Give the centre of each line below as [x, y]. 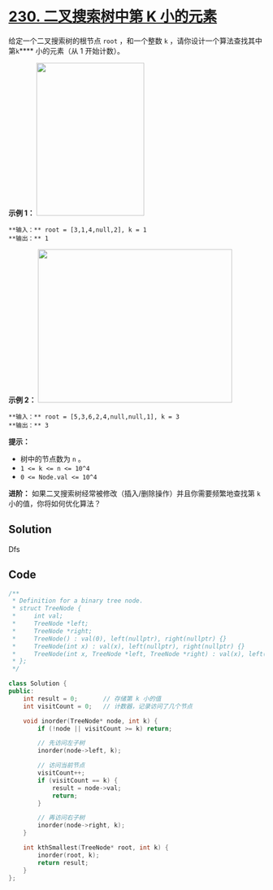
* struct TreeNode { [47, 609]
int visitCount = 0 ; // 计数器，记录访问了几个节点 [108, 706]
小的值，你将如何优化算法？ [55, 503]
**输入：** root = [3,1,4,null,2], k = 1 [78, 230]
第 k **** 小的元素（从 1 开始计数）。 [66, 50]
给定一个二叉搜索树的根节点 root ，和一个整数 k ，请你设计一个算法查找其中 [135, 41]
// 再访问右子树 [61, 818]
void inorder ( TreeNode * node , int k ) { [91, 721]
